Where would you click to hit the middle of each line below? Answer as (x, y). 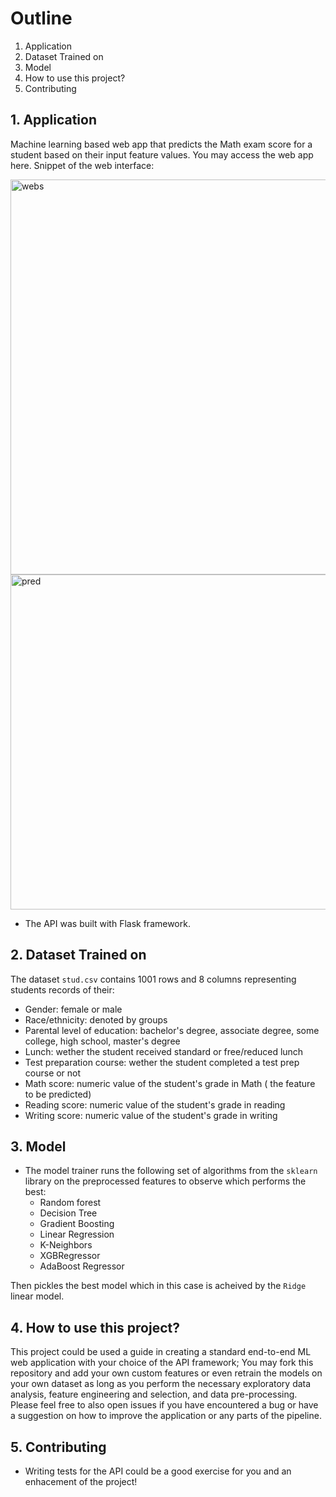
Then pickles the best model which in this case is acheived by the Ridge (158, 1286)
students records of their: (62, 989)
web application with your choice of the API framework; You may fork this (162, 1363)
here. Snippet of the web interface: (82, 165)
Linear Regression (77, 1234)
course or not (53, 1073)
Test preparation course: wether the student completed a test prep (162, 1062)
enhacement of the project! (81, 1481)
